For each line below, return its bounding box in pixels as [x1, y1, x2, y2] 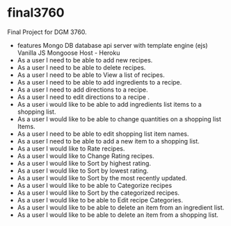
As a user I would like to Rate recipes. [17, 144, 125, 153]
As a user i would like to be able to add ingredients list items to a [17, 100, 202, 108]
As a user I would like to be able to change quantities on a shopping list [17, 114, 221, 123]
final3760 [7, 5, 65, 21]
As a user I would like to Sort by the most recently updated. [17, 173, 188, 182]
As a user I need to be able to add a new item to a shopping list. [17, 137, 200, 145]
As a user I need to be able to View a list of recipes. [17, 71, 165, 79]
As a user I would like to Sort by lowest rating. [17, 166, 149, 175]
